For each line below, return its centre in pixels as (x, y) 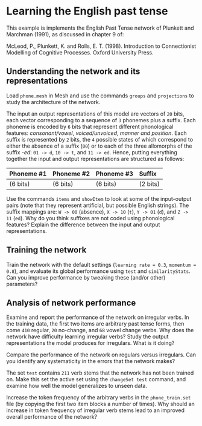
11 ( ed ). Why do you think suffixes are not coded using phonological (90, 218)
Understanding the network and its (73, 72)
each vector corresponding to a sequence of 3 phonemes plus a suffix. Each (101, 120)
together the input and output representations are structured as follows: (95, 159)
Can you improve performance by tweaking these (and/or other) (86, 277)
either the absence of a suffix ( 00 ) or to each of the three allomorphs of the (99, 146)
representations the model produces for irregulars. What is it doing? (90, 343)
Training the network (46, 250)
